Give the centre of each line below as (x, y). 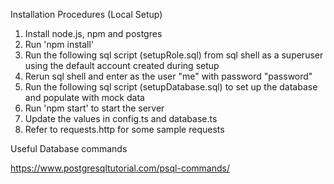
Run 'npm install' (59, 44)
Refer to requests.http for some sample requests (124, 129)
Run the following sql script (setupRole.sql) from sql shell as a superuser (174, 55)
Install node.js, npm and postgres (93, 33)
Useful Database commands (69, 148)
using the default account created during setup (122, 65)
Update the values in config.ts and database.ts (121, 118)
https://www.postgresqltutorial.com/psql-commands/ (120, 168)
